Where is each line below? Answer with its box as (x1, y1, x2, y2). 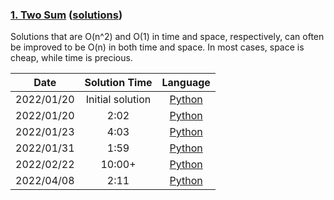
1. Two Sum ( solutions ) (10, 8, 123, 22)
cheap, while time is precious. (10, 52, 133, 64)
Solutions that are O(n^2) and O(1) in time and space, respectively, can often (10, 31, 325, 43)
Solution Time (84, 76, 153, 90)
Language (161, 76, 211, 90)
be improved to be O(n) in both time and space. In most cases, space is (10, 41, 305, 53)
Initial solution (85, 93, 152, 107)
